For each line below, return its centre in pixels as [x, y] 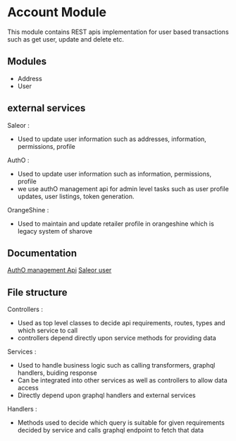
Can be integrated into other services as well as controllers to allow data [122, 380]
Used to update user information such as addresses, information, [112, 139]
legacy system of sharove [55, 231]
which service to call [48, 331]
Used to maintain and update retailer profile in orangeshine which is [116, 224]
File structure [37, 292]
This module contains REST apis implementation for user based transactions [118, 32]
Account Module [57, 12]
